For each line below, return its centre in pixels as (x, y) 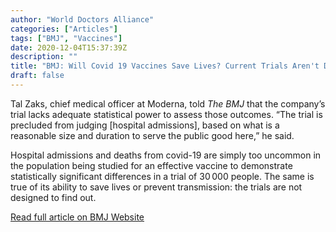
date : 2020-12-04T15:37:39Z (69, 47)
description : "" (44, 57)
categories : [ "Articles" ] (64, 29)
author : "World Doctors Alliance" (82, 19)
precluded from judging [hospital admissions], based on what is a (145, 125)
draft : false (37, 76)
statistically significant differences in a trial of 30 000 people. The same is (162, 176)
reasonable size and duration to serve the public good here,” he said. (152, 135)
